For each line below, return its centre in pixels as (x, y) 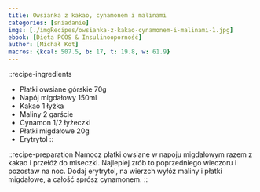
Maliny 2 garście (46, 114)
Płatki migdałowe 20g (55, 131)
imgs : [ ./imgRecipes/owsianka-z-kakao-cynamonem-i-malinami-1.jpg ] (121, 30)
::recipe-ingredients (40, 74)
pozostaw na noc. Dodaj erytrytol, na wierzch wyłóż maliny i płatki (115, 171)
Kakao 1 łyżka (42, 106)
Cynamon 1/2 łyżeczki (55, 123)
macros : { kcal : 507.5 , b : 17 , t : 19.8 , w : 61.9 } (89, 52)
